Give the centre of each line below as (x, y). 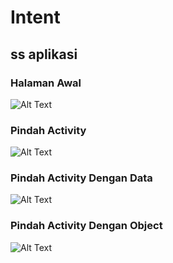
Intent (35, 17)
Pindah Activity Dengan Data (81, 178)
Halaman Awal (46, 83)
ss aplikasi (44, 54)
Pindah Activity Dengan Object (86, 226)
